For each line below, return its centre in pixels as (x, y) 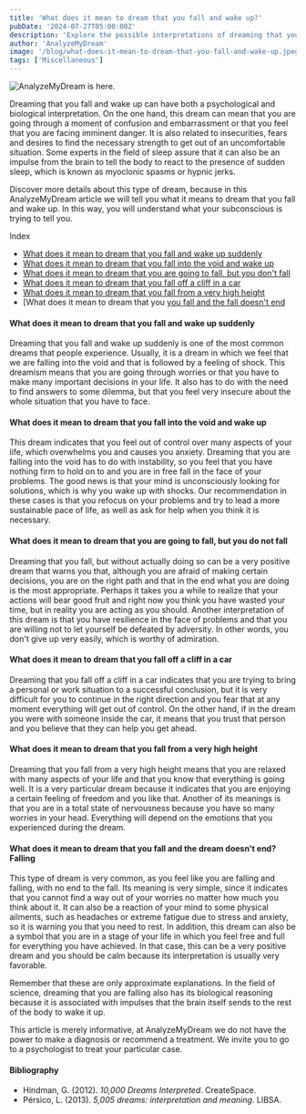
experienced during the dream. (67, 828)
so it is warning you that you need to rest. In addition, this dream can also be (153, 927)
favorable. (28, 965)
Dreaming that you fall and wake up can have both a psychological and (143, 104)
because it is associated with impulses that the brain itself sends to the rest (150, 1003)
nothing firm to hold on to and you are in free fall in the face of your (136, 471)
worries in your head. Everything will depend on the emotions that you (141, 818)
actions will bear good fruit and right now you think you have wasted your (148, 600)
